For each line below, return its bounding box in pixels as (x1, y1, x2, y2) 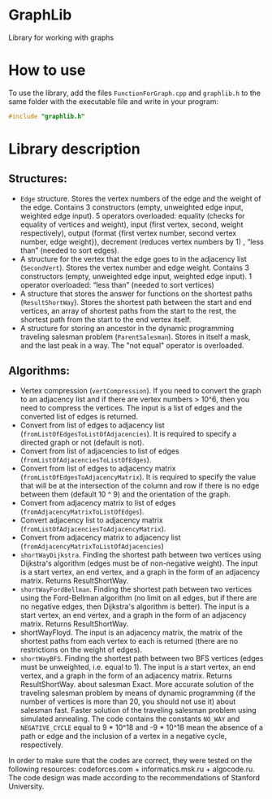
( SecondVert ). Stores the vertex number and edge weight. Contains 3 (19, 263, 250, 272)
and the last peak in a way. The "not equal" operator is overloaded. (19, 340, 245, 350)
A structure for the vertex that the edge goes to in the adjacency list (19, 254, 248, 263)
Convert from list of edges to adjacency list (19, 420, 165, 430)
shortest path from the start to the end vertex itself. (19, 315, 192, 324)
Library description (8, 140, 140, 158)
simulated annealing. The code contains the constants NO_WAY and (19, 714, 240, 723)
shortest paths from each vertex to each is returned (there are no (19, 636, 239, 645)
